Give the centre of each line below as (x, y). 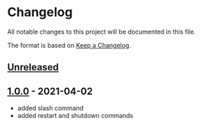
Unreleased (33, 67)
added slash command (50, 108)
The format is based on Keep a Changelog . (69, 45)
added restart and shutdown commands (75, 116)
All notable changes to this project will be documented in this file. (102, 32)
